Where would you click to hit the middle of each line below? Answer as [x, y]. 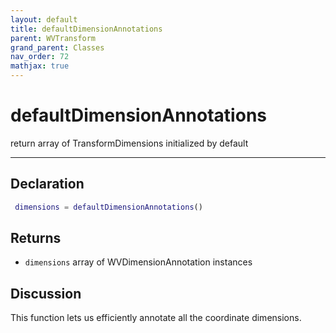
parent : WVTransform [53, 38]
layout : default [44, 19]
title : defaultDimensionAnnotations [86, 29]
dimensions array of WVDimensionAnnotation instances [138, 262]
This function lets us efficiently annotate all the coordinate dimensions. [156, 318]
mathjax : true [40, 66]
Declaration [47, 184]
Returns [36, 238]
